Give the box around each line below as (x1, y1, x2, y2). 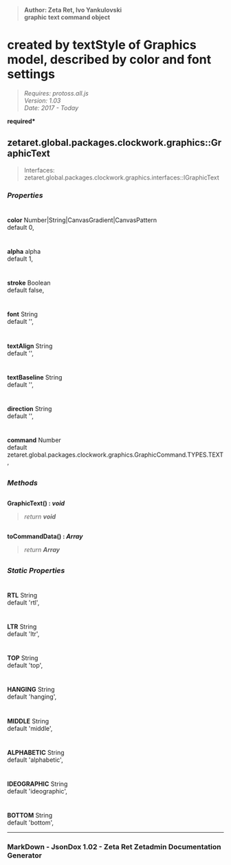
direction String (7, 404, 52, 413)
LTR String (7, 622, 37, 631)
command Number (7, 436, 62, 444)
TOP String (7, 654, 38, 662)
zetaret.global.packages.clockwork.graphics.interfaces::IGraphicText (23, 173, 220, 182)
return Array (23, 546, 60, 554)
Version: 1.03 (23, 96, 61, 105)
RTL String (7, 591, 38, 599)
